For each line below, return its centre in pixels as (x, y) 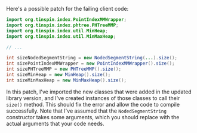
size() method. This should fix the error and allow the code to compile (93, 104)
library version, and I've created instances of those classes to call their (93, 98)
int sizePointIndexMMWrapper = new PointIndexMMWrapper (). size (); (90, 64)
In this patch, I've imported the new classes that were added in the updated (99, 92)
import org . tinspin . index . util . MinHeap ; (57, 31)
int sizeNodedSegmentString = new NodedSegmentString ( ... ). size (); (92, 58)
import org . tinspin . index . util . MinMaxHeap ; (61, 36)
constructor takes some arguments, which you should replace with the (93, 117)
